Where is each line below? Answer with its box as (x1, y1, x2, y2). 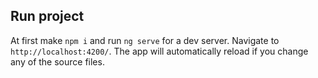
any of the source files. (10, 55, 105, 68)
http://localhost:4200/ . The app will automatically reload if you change (10, 45, 309, 57)
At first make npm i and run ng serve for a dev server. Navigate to (10, 34, 280, 46)
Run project (10, 8, 85, 25)
